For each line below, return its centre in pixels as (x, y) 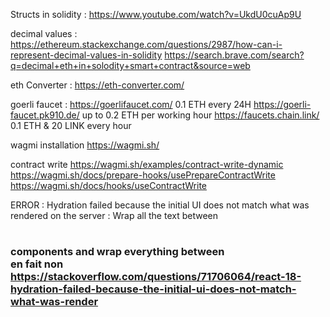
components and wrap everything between (117, 252)
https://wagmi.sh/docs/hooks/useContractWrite (109, 185)
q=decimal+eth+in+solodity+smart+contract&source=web (130, 65)
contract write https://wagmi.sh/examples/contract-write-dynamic (147, 164)
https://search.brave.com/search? (234, 55)
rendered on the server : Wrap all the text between (114, 215)
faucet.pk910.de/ (45, 115)
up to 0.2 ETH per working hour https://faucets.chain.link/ (200, 115)
